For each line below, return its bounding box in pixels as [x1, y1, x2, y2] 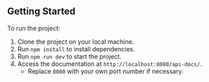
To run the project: [7, 24, 61, 32]
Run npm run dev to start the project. [17, 52, 122, 60]
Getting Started [7, 6, 76, 17]
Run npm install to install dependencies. [17, 44, 135, 53]
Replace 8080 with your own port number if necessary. [27, 67, 184, 75]
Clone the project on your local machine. [17, 38, 134, 46]
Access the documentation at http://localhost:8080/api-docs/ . [17, 59, 202, 68]
